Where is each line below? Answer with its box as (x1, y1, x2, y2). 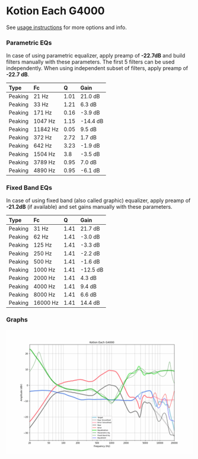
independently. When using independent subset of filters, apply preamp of (6, 65, 189, 72)
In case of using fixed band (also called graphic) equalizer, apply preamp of (6, 197, 191, 204)
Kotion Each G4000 (6, 4, 105, 18)
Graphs (6, 315, 28, 324)
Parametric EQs (6, 39, 52, 47)
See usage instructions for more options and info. (6, 24, 127, 31)
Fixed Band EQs (6, 183, 52, 192)
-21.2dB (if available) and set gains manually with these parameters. (6, 203, 173, 211)
